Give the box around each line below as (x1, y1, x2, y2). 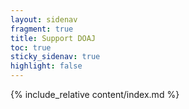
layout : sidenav (10, 14, 78, 25)
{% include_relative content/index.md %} (10, 89, 180, 100)
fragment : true (10, 24, 74, 34)
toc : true (10, 42, 52, 53)
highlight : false (10, 61, 83, 71)
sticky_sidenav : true (10, 52, 101, 62)
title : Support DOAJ (10, 33, 97, 43)
